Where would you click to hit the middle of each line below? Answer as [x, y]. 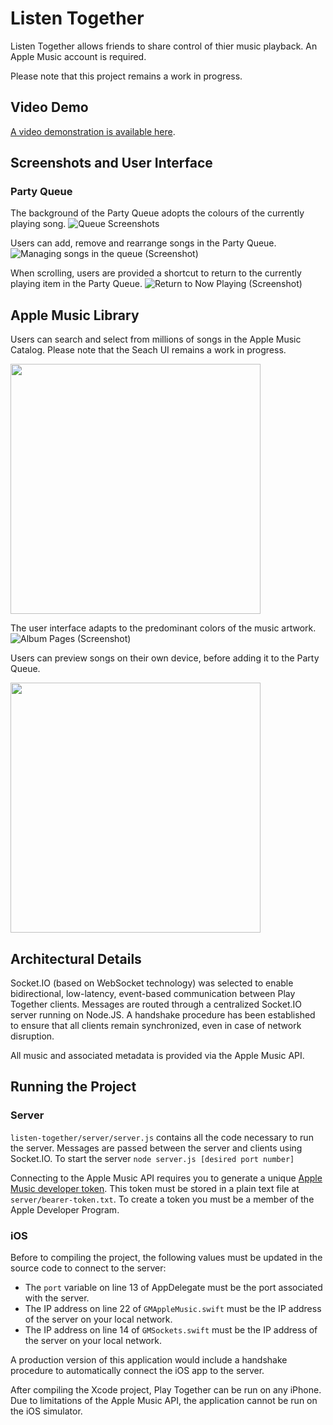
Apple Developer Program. [65, 1209]
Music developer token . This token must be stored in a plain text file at [155, 1188]
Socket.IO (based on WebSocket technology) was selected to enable [152, 983]
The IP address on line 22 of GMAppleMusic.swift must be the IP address [173, 1309]
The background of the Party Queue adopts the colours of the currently [157, 213]
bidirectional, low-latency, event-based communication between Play [153, 994]
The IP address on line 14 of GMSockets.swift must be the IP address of [171, 1330]
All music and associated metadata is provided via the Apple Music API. [157, 1056]
